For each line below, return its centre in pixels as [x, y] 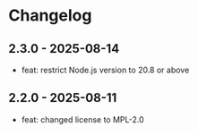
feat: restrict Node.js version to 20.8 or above [105, 70]
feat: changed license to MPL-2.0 [82, 119]
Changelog [50, 16]
